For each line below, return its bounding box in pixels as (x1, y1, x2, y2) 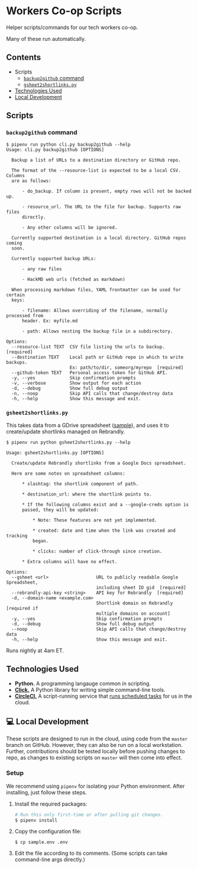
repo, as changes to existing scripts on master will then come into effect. (6, 754, 182, 761)
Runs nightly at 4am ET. (6, 647, 64, 654)
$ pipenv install (14, 817, 58, 823)
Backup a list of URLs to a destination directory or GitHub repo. (11, 157, 181, 164)
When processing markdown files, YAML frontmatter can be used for (11, 287, 181, 293)
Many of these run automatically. (6, 35, 86, 42)
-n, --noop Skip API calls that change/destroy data (11, 391, 173, 397)
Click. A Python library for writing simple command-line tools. (14, 686, 165, 693)
